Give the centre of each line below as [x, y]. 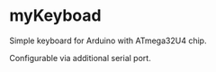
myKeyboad [55, 16]
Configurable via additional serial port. [80, 58]
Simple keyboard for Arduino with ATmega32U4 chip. [108, 40]
